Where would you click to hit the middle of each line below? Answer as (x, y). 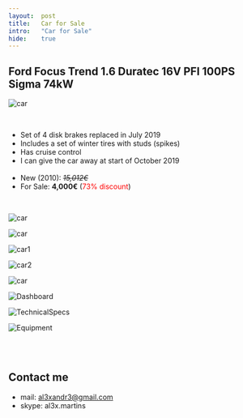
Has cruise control (51, 152)
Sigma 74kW (41, 84)
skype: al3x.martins (53, 405)
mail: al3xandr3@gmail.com (66, 397)
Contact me (38, 377)
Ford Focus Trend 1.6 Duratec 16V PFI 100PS (122, 71)
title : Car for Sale (47, 23)
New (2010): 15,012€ (54, 178)
